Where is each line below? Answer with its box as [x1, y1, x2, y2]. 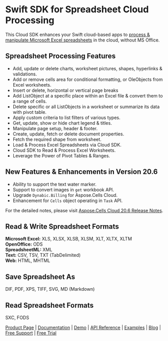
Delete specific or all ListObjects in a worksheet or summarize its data [12, 104, 160, 110]
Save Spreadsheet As [5, 272, 76, 281]
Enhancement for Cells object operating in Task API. [12, 197, 123, 204]
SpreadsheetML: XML [5, 247, 53, 253]
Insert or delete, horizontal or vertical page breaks [12, 87, 118, 93]
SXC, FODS [5, 314, 30, 320]
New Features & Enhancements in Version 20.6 [5, 168, 158, 176]
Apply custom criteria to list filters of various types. [12, 114, 121, 121]
